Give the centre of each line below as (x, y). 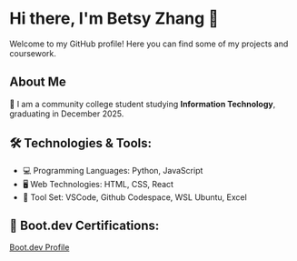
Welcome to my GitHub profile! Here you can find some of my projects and (149, 44)
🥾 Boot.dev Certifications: (84, 225)
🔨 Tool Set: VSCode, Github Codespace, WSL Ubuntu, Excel (134, 197)
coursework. (33, 53)
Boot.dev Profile (40, 247)
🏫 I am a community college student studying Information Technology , (143, 104)
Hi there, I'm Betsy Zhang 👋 (114, 19)
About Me (38, 82)
